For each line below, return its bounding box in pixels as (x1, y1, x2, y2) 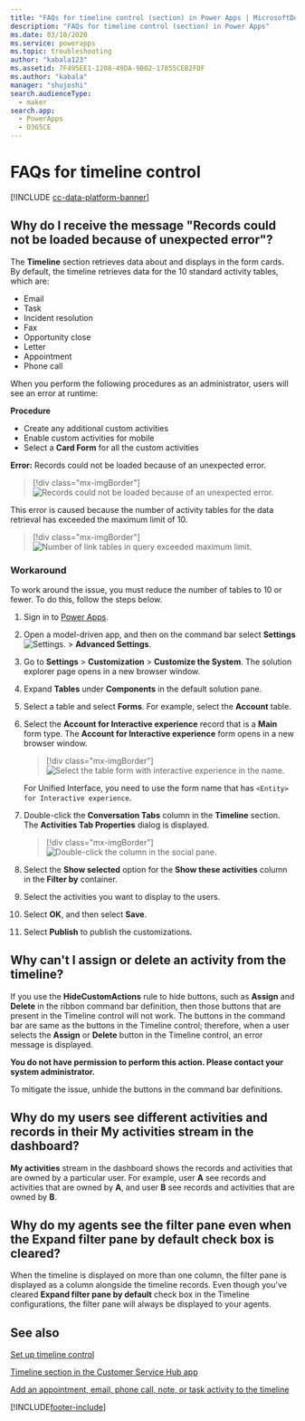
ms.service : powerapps (10, 38, 96, 48)
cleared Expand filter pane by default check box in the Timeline (10, 1289, 250, 1300)
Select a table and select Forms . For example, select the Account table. (23, 701, 292, 712)
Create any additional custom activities (23, 422, 169, 433)
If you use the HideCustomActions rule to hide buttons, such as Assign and (10, 991, 295, 1001)
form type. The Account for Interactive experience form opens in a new (23, 729, 295, 739)
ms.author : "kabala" (10, 72, 89, 82)
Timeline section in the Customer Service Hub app (10, 1367, 198, 1377)
